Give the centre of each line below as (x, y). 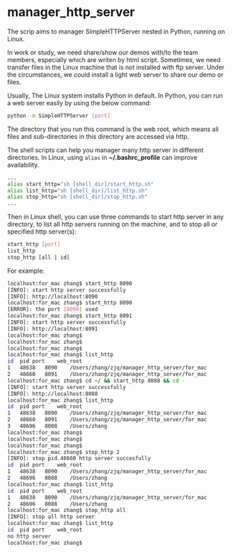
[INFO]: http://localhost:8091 (53, 328)
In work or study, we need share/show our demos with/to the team (103, 52)
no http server (29, 536)
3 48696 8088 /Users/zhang (57, 426)
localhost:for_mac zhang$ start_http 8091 (70, 316)
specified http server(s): (42, 232)
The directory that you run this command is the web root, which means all (113, 129)
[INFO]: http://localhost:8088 (53, 394)
